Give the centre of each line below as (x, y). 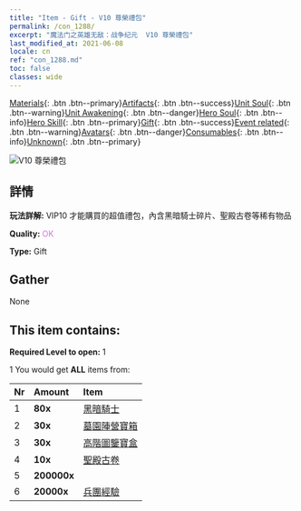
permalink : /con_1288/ (52, 26)
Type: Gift (28, 251)
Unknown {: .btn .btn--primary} (84, 141)
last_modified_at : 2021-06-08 (67, 43)
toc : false (30, 69)
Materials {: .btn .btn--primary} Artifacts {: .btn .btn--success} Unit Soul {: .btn (150, 103)
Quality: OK (32, 234)
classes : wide (36, 77)
